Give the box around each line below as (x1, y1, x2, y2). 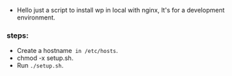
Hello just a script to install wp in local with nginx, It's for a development (16, 6, 225, 14)
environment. (16, 13, 56, 22)
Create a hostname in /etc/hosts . (16, 47, 119, 55)
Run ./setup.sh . (16, 61, 64, 70)
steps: (6, 31, 29, 40)
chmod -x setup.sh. (16, 54, 74, 62)
